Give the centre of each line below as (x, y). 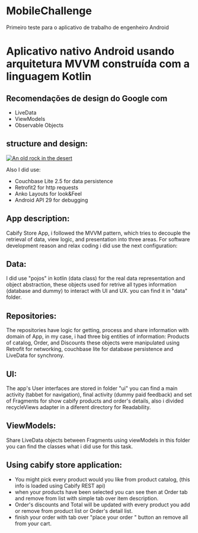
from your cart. (33, 524)
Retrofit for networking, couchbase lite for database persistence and (90, 349)
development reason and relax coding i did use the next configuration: (92, 245)
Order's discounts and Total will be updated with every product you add (102, 505)
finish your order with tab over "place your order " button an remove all (101, 517)
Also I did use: (23, 170)
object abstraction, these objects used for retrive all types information (91, 285)
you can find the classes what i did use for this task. (70, 446)
